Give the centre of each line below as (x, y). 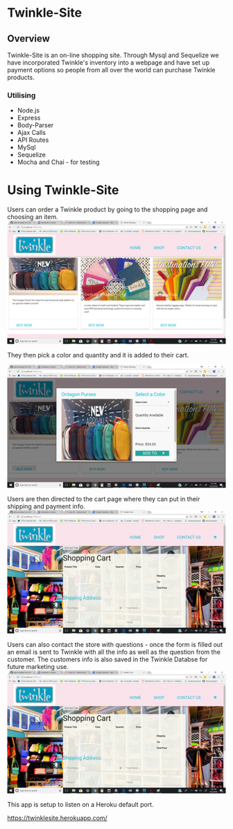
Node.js (28, 111)
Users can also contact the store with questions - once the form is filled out (115, 644)
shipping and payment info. (46, 506)
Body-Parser (35, 125)
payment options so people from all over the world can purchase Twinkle (111, 70)
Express (29, 118)
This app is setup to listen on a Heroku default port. (80, 805)
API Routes (33, 140)
